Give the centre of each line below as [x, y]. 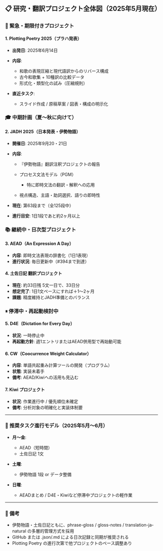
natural [19, 531]
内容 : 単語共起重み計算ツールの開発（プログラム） [62, 365]
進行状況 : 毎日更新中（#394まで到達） [51, 261]
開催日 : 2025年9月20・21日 [40, 143]
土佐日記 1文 [32, 454]
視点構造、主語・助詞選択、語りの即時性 [60, 195]
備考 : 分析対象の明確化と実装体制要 [47, 407]
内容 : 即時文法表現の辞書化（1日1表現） [51, 255]
